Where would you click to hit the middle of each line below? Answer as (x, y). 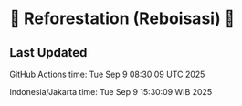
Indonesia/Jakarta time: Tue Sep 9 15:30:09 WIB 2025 (111, 92)
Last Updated (48, 53)
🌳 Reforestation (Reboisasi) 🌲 (122, 19)
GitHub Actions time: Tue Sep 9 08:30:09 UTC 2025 (107, 74)
